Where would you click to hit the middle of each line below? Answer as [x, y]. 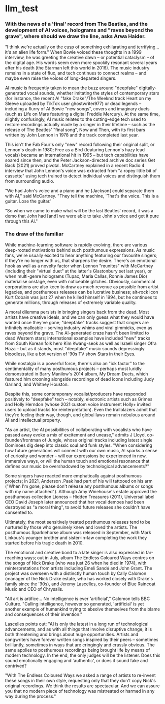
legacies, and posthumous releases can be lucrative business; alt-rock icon [82, 292]
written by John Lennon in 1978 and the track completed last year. [72, 135]
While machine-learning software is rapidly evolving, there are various [76, 245]
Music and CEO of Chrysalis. [34, 589]
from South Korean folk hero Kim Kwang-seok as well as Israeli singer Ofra [81, 343]
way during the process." [31, 696]
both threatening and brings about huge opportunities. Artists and [72, 634]
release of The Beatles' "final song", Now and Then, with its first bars [75, 130]
